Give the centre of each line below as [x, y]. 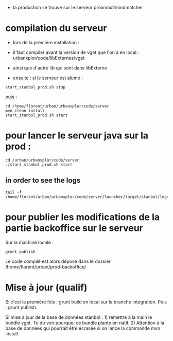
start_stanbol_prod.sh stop [36, 87]
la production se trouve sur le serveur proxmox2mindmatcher [78, 7]
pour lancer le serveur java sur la [77, 136]
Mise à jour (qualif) [46, 287]
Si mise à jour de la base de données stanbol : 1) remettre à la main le [79, 317]
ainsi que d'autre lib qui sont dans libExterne [60, 68]
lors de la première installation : [46, 42]
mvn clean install [25, 111]
